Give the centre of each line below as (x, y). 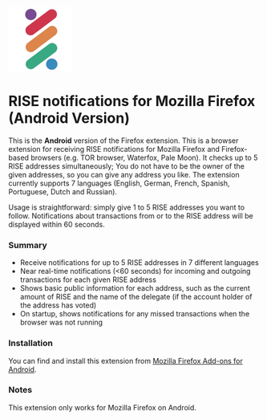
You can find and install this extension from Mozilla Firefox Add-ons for (125, 361)
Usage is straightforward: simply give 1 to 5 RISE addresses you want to (127, 207)
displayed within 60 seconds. (57, 224)
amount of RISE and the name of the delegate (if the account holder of (136, 297)
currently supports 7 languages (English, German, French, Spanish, (119, 183)
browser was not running (61, 322)
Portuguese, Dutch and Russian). (63, 191)
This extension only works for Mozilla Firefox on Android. (102, 407)
